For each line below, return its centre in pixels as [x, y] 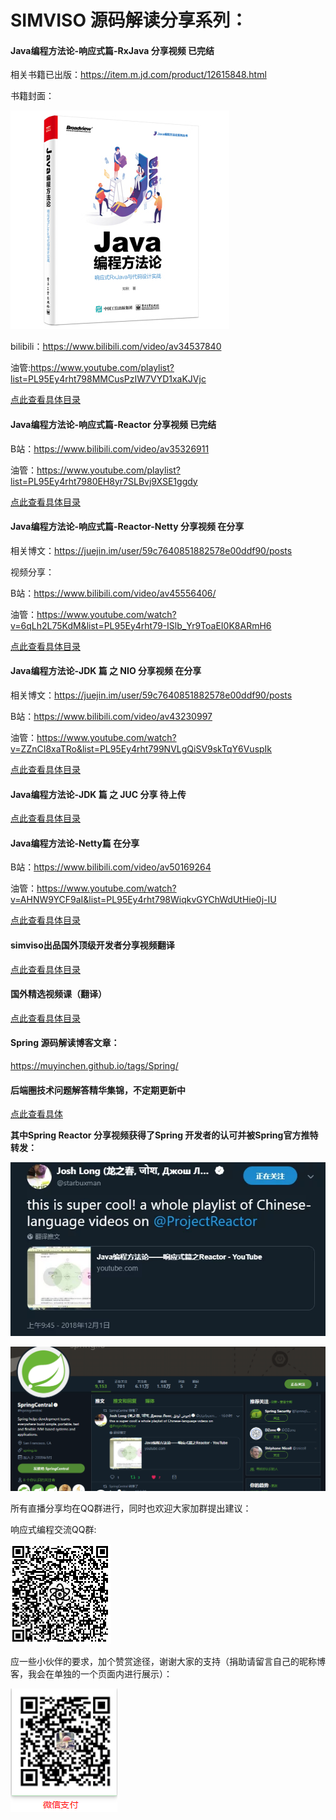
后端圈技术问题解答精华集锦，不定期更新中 [98, 1090]
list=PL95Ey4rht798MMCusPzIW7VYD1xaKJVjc [108, 379]
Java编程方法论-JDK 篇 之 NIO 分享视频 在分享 [106, 671]
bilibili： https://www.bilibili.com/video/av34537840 [116, 347]
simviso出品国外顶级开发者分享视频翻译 [92, 945]
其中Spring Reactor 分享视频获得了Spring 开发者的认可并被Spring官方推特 [164, 1135]
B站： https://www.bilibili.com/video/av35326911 [110, 448]
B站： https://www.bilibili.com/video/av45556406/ [113, 593]
